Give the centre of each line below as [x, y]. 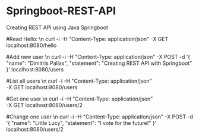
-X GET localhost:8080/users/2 [45, 105]
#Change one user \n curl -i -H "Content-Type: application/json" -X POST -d [99, 117]
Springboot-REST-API [61, 11]
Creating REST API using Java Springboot [57, 27]
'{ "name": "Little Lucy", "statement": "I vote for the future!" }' [81, 123]
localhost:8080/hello [31, 45]
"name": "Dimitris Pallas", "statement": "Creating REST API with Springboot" [99, 63]
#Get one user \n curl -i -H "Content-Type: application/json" [80, 99]
